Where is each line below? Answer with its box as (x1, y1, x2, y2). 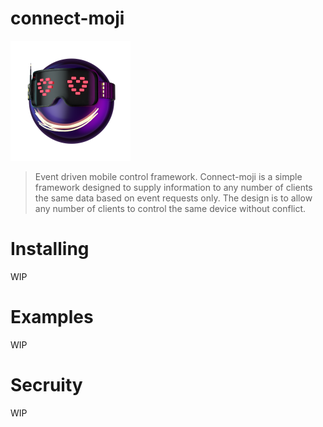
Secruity (10, 374, 83, 396)
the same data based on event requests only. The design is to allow (34, 192, 313, 204)
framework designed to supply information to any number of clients (34, 181, 313, 193)
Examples (10, 306, 94, 329)
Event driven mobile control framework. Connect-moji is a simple (34, 170, 303, 182)
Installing (10, 238, 90, 261)
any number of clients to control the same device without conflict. (34, 202, 307, 214)
